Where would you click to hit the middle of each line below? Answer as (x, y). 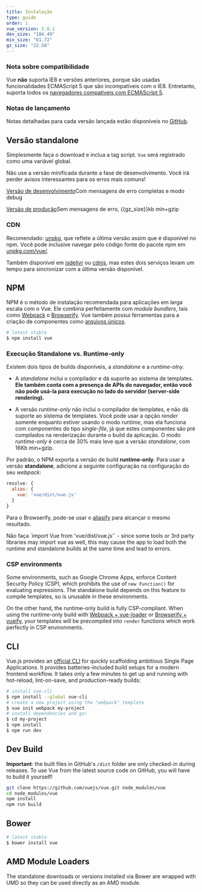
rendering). (30, 398)
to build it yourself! (30, 777)
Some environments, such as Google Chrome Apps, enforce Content (91, 578)
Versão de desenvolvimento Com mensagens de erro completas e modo (96, 191)
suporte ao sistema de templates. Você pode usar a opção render (96, 416)
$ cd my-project (27, 719)
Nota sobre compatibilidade (48, 66)
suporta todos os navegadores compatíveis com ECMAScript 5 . (85, 93)
